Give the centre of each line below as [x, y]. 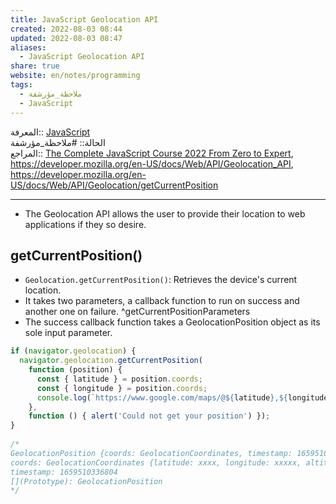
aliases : [28, 47]
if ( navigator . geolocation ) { [73, 351]
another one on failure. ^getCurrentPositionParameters [137, 312]
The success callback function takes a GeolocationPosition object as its [172, 322]
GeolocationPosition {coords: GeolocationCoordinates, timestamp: [151, 453]
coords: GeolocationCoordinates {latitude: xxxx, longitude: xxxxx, [156, 462]
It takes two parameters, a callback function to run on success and [162, 301]
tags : [21, 85]
